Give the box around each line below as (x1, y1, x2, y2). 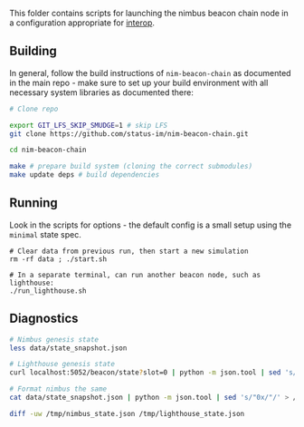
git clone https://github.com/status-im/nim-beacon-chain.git (9, 129, 249, 139)
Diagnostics (9, 311, 79, 326)
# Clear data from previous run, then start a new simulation (9, 247, 249, 256)
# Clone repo (9, 104, 59, 113)
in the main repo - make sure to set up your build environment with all (9, 77, 269, 88)
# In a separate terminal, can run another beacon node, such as (9, 270, 261, 279)
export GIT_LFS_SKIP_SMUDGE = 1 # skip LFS (9, 121, 168, 130)
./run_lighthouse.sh (9, 286, 88, 296)
